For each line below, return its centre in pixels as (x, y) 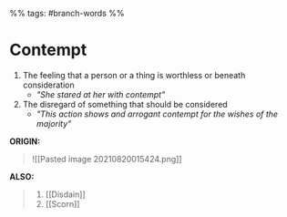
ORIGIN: (25, 141)
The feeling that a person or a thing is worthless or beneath (134, 75)
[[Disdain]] (65, 194)
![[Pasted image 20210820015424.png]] (107, 159)
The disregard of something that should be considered (125, 104)
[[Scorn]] (62, 203)
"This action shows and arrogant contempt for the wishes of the (157, 114)
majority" (54, 123)
